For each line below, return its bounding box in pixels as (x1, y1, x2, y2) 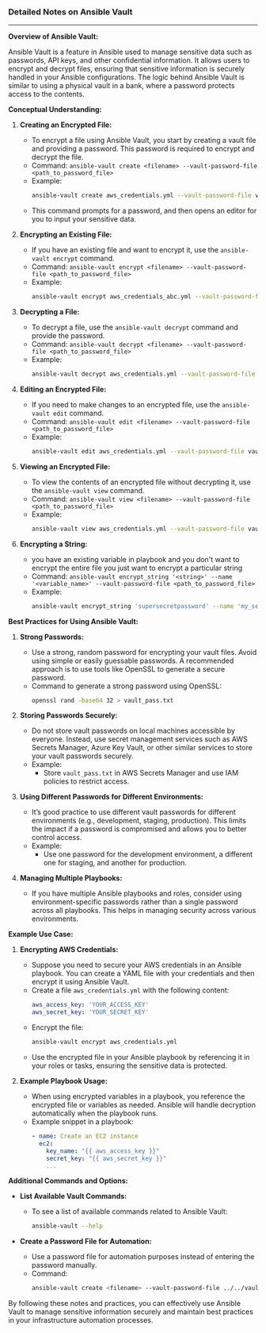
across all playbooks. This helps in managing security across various (31, 906, 256, 915)
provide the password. (31, 331, 105, 341)
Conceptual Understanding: (8, 105, 102, 114)
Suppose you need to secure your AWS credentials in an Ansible (31, 960, 242, 970)
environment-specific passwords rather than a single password (31, 897, 238, 907)
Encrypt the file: (31, 1023, 84, 1032)
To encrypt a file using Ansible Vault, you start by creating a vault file (31, 136, 256, 145)
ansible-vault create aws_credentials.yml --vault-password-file (31, 191, 252, 200)
